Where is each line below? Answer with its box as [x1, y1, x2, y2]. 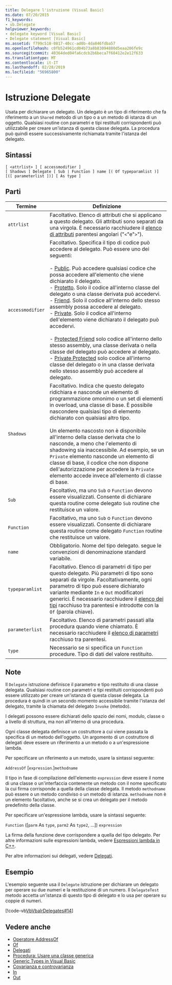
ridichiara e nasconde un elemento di [49, 388, 139, 395]
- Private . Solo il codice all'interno [49, 309, 132, 316]
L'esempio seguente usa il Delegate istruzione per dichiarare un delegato [5, 881, 159, 887]
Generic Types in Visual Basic [12, 958, 76, 964]
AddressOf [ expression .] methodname [5, 765, 78, 771]
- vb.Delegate [5, 22, 36, 27]
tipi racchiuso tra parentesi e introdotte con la [49, 601, 159, 609]
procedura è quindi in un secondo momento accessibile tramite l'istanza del [5, 698, 165, 704]
